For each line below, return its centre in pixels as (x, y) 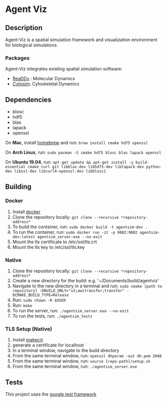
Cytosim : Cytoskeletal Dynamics (46, 84)
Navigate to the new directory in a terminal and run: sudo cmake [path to (87, 286)
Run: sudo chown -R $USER (39, 300)
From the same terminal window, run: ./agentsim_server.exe (75, 366)
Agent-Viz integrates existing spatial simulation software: (64, 69)
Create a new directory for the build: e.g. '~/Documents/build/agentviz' (85, 281)
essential (15, 167)
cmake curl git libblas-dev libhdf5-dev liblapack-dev (85, 167)
